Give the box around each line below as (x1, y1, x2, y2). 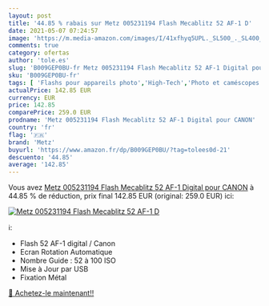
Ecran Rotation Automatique (19, 248, 113, 257)
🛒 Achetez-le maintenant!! (8, 288, 94, 298)
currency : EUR (8, 94, 56, 102)
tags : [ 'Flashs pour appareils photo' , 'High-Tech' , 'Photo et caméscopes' (8, 79, 263, 87)
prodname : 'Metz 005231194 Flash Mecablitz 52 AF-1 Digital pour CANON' (8, 116, 256, 124)
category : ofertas (8, 49, 70, 57)
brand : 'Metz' (8, 138, 56, 147)
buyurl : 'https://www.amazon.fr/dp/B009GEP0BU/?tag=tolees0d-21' (8, 146, 231, 154)
